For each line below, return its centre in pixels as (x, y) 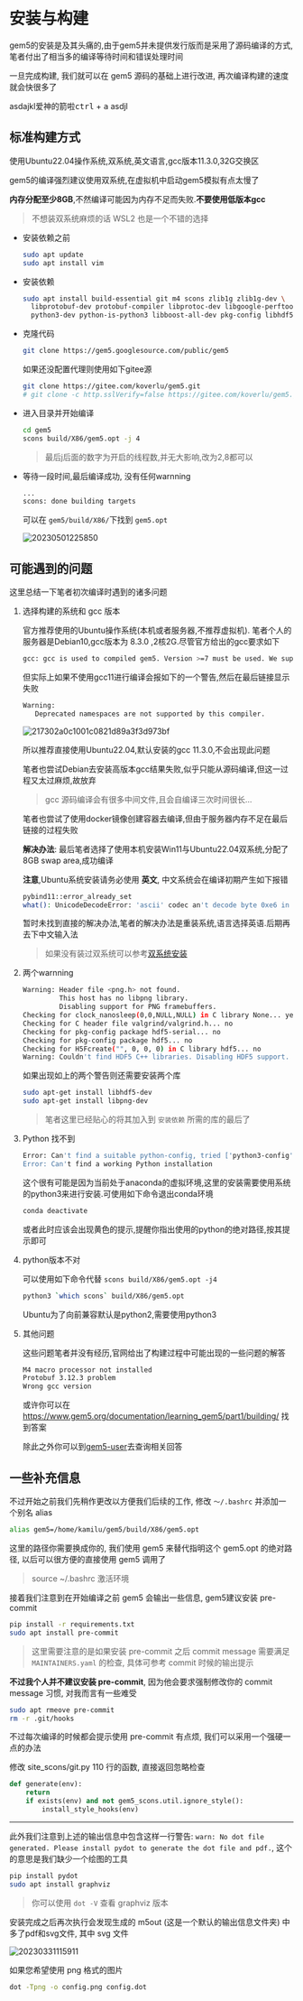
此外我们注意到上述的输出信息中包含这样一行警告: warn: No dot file (137, 1836)
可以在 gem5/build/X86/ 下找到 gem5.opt (95, 520)
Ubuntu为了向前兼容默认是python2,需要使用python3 (119, 1314)
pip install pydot (44, 1876)
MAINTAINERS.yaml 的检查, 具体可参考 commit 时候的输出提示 (142, 1663)
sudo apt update (53, 255)
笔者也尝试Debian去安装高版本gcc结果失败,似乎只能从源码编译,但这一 (151, 769)
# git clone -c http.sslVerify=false (93, 394)
